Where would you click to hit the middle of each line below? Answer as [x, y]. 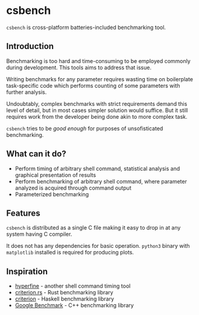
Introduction [30, 46]
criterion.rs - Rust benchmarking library [64, 293]
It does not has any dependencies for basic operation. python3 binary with [98, 246]
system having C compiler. [39, 234]
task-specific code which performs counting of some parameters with [93, 85]
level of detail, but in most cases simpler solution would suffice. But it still [97, 110]
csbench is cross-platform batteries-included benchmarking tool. [86, 27]
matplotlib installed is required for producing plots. [70, 253]
